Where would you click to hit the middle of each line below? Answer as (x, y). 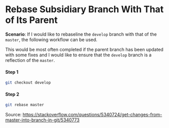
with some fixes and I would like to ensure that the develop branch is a (78, 55)
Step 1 (12, 72)
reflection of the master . (30, 60)
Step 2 (12, 94)
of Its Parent (31, 20)
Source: (13, 115)
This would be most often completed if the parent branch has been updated (84, 49)
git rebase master (25, 105)
